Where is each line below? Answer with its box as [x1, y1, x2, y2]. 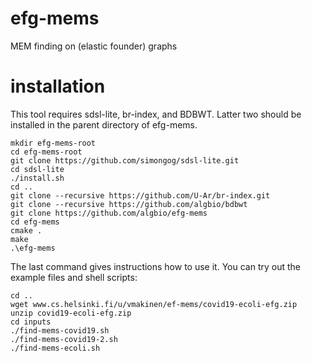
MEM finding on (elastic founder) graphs [10, 40, 178, 52]
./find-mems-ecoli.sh [10, 343, 101, 353]
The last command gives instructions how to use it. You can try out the [10, 260, 301, 272]
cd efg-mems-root [10, 147, 83, 157]
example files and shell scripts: [10, 271, 138, 283]
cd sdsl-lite [10, 164, 65, 174]
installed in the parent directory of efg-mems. [10, 118, 198, 131]
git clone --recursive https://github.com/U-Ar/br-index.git [10, 190, 271, 201]
